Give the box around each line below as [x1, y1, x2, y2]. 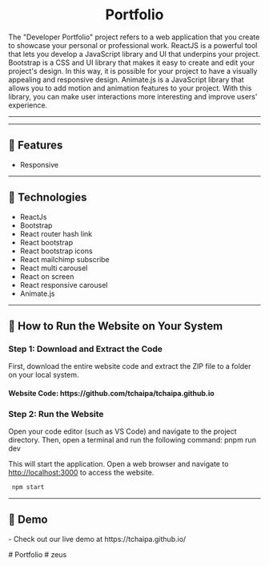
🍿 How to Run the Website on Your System [8, 319, 223, 333]
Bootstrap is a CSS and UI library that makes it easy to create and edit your [8, 58, 255, 67]
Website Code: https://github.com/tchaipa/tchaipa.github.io [8, 388, 215, 398]
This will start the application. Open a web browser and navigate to [8, 459, 229, 469]
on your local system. [8, 370, 79, 380]
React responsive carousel [19, 280, 108, 289]
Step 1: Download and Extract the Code [8, 343, 163, 354]
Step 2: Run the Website [8, 408, 104, 419]
